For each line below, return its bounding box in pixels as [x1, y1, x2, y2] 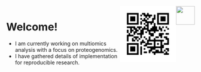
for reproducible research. [14, 59, 80, 66]
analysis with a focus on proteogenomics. [14, 46, 118, 53]
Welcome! [6, 20, 58, 34]
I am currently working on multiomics [14, 40, 106, 47]
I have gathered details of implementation [14, 52, 118, 60]
